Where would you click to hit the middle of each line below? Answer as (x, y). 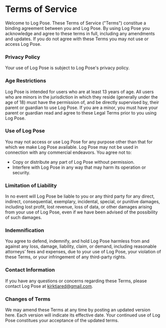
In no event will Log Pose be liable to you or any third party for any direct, (80, 196)
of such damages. (24, 218)
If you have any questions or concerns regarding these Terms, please (76, 281)
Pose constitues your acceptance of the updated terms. (62, 321)
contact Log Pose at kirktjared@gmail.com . (49, 286)
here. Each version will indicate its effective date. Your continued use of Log (83, 315)
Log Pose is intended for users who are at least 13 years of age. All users (80, 92)
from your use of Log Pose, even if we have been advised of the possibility (82, 212)
